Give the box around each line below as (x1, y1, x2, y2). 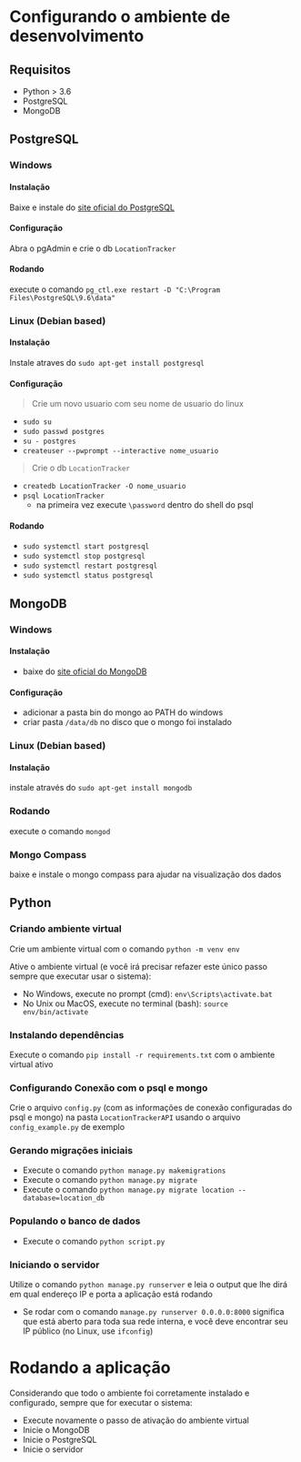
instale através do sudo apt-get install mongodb (9, 782, 193, 793)
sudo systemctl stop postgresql (22, 552, 145, 561)
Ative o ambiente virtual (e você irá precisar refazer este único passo (9, 961, 268, 972)
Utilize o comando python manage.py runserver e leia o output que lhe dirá (9, 1279, 288, 1290)
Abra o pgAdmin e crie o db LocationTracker (9, 243, 176, 254)
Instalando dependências (9, 1028, 125, 1041)
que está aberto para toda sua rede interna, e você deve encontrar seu (22, 1316, 288, 1327)
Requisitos (9, 62, 71, 77)
